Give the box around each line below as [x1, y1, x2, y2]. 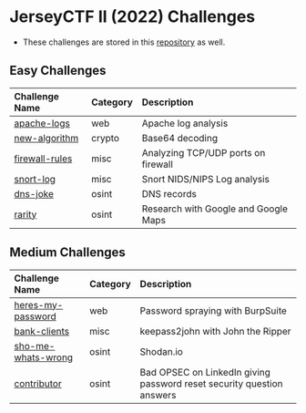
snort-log [14, 172, 56, 185]
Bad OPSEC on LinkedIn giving [139, 366, 271, 378]
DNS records [141, 187, 198, 200]
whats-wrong [14, 351, 74, 364]
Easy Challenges [9, 63, 107, 78]
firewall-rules [14, 152, 73, 165]
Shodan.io [139, 345, 184, 357]
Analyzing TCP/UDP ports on [141, 146, 266, 159]
